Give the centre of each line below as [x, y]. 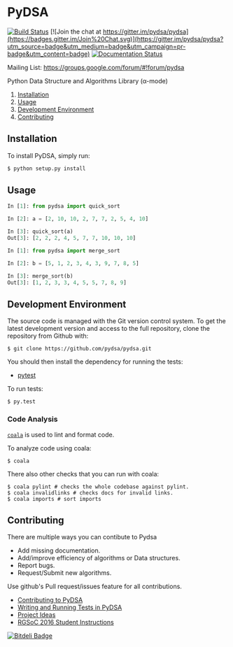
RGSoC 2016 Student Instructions [65, 623]
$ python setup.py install [47, 169]
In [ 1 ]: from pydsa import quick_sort [64, 206]
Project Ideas [36, 615]
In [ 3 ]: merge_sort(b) [40, 276]
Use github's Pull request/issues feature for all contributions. [94, 586]
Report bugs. [36, 566]
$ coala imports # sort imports [54, 499]
